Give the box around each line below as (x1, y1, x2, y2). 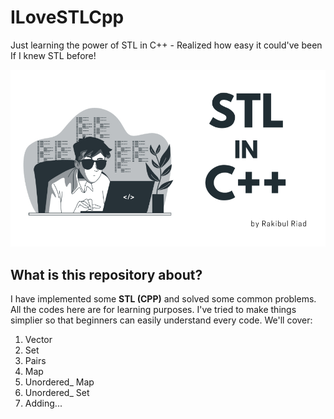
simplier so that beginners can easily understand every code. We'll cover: (10, 314, 313, 326)
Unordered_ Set (24, 387, 90, 399)
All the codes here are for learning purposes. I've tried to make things (10, 304, 297, 316)
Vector (24, 334, 53, 346)
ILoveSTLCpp (10, 6, 125, 29)
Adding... (24, 397, 63, 410)
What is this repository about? (10, 266, 203, 283)
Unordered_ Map (24, 376, 95, 388)
